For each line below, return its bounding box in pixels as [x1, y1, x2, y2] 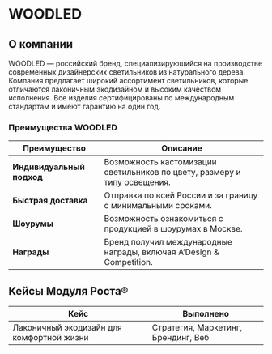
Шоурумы [12, 218, 54, 229]
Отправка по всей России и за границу [104, 190, 258, 201]
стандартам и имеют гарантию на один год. [8, 102, 161, 111]
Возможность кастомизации [104, 156, 217, 168]
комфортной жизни [12, 332, 89, 343]
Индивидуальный [12, 161, 85, 173]
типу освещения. [104, 177, 172, 188]
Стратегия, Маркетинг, [151, 322, 243, 333]
